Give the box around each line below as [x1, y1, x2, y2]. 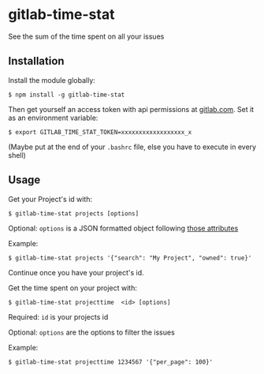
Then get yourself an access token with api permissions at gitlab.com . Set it [8, 104, 255, 114]
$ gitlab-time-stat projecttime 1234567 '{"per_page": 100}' [8, 357, 214, 366]
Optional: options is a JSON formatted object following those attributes [8, 223, 239, 233]
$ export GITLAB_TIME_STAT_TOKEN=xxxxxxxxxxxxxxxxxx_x [8, 128, 192, 136]
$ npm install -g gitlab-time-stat [8, 91, 125, 99]
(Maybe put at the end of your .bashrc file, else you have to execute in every [8, 142, 257, 151]
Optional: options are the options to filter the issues [8, 327, 175, 337]
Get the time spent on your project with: [8, 282, 138, 293]
